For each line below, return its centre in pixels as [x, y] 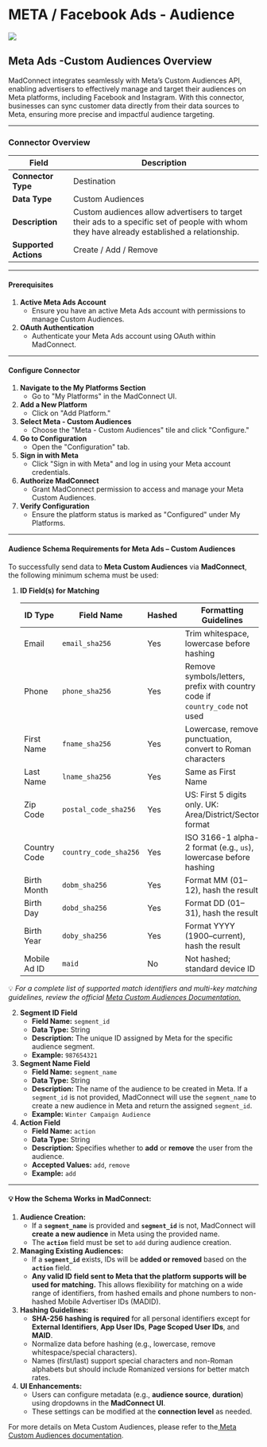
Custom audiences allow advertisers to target [158, 212]
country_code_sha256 [101, 852]
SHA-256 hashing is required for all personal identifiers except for [141, 1318]
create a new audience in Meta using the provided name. [126, 1234]
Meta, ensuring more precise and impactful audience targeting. [112, 114]
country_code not [217, 706]
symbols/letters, [215, 676]
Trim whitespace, [217, 633]
